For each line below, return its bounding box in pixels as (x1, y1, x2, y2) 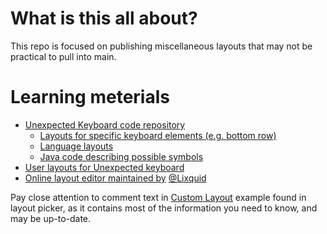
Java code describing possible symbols (39, 150, 204, 162)
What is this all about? (10, 7, 198, 30)
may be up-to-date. (10, 212, 92, 224)
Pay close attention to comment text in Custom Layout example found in (10, 191, 307, 203)
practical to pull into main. (10, 50, 117, 62)
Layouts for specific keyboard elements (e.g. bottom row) (39, 129, 277, 141)
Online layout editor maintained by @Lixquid (24, 172, 207, 184)
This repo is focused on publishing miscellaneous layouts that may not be (10, 40, 313, 52)
